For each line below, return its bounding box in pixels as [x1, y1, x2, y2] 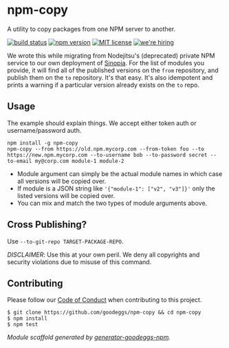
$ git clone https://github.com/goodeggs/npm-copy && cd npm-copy [7, 309, 201, 316]
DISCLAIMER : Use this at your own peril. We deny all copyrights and [7, 250, 200, 259]
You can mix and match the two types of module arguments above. [17, 199, 208, 207]
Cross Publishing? [7, 219, 87, 230]
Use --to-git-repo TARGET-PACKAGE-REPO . [7, 237, 124, 246]
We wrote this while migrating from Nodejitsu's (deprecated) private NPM [7, 51, 215, 60]
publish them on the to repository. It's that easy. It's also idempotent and [7, 73, 213, 81]
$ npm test [7, 321, 39, 328]
